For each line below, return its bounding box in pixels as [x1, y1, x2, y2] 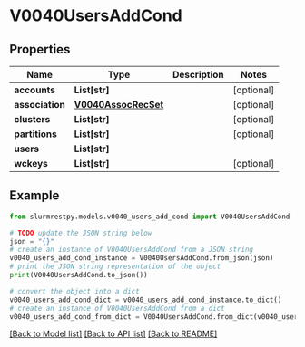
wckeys [14, 158, 48, 169]
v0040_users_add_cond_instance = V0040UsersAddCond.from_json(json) [9, 254, 274, 263]
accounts [14, 83, 56, 96]
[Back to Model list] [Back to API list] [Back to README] [9, 328, 218, 340]
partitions [14, 128, 57, 140]
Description [172, 69, 224, 81]
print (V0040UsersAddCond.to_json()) [9, 271, 148, 280]
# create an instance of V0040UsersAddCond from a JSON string [9, 246, 254, 255]
